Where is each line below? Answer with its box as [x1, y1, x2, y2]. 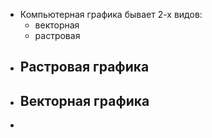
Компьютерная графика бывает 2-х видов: [19, 9, 203, 20]
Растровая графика [19, 59, 150, 76]
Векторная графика [19, 92, 150, 109]
